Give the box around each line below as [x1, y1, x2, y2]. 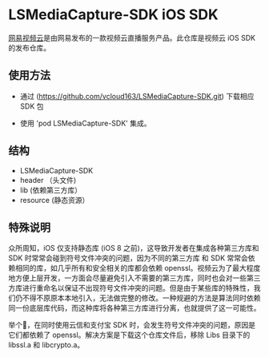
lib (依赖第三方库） [19, 185, 82, 195]
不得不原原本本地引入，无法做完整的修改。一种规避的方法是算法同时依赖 [22, 293, 261, 303]
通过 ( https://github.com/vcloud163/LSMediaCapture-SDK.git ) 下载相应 [19, 91, 255, 101]
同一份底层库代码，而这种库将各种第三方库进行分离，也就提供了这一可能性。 [8, 303, 261, 313]
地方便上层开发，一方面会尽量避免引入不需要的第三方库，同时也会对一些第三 [8, 273, 261, 283]
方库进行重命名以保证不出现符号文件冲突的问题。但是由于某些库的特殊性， [8, 284, 254, 293]
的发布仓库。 [8, 42, 50, 53]
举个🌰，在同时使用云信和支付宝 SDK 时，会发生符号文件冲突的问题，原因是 [8, 320, 256, 330]
